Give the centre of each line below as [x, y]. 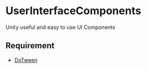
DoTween [26, 60]
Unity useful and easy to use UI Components [60, 27]
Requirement [30, 46]
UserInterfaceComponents [73, 11]
